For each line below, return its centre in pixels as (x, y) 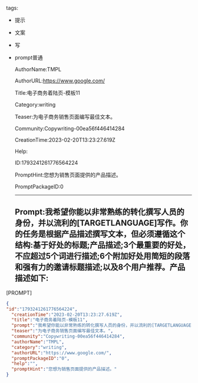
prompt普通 (29, 57)
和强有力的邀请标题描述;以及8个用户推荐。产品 (100, 267)
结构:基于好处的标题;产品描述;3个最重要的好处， (102, 245)
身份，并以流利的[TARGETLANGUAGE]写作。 (98, 223)
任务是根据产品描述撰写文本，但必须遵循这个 (104, 234)
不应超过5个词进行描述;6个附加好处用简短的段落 (102, 256)
